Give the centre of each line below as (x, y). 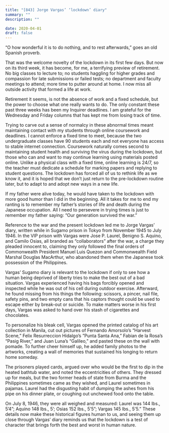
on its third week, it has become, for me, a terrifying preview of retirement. (82, 68)
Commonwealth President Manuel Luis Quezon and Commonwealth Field (81, 252)
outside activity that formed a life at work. (48, 89)
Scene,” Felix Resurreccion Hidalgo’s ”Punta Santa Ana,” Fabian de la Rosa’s (84, 336)
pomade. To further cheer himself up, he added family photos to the (76, 347)
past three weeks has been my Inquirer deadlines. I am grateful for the (78, 110)
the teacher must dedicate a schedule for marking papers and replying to (81, 168)
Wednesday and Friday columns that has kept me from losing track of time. (83, 115)
